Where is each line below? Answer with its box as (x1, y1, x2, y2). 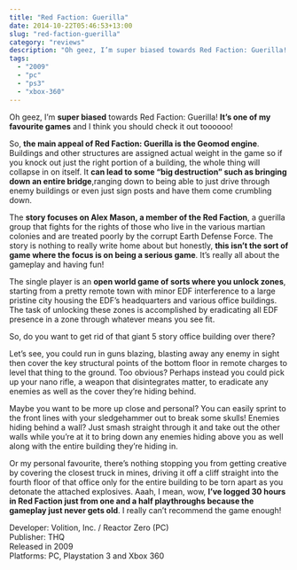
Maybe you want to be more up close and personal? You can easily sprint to (9, 402, 286, 413)
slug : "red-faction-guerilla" (9, 29, 121, 38)
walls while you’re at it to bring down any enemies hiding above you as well (9, 431, 284, 441)
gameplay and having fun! (9, 259, 105, 269)
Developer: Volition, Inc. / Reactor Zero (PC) (9, 522, 169, 533)
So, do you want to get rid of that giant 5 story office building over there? (9, 331, 276, 341)
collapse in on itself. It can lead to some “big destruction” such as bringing (9, 166, 287, 177)
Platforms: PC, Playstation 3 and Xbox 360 (9, 550, 165, 561)
